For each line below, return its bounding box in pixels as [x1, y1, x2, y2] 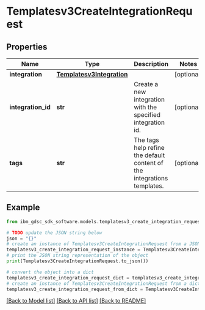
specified [134, 111, 160, 119]
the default [134, 151, 165, 160]
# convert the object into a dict [6, 269, 95, 275]
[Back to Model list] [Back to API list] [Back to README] [6, 297, 146, 304]
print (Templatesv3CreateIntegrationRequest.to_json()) [6, 258, 149, 264]
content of [134, 159, 164, 167]
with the [134, 103, 157, 111]
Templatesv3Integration [56, 70, 128, 78]
